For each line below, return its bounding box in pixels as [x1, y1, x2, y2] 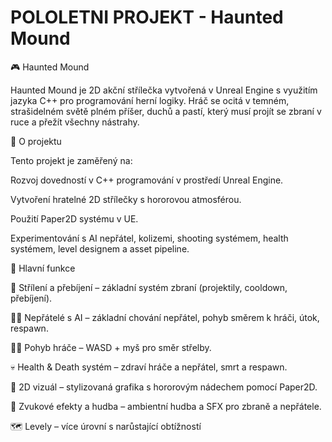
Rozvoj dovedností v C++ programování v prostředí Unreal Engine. [10, 174, 284, 186]
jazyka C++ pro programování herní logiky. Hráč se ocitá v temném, [10, 94, 290, 106]
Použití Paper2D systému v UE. [10, 212, 139, 225]
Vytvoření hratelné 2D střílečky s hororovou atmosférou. [10, 193, 242, 205]
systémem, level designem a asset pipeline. [10, 242, 190, 255]
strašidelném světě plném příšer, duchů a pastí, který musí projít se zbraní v [10, 105, 322, 117]
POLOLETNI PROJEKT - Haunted [10, 6, 284, 29]
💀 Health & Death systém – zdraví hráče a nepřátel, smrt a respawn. [10, 361, 288, 373]
